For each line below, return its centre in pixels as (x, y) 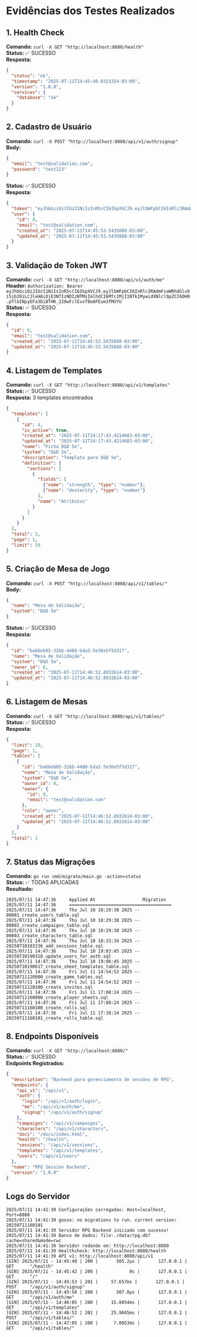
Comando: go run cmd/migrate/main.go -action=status (74, 876)
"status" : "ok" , (31, 76)
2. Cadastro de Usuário (49, 127)
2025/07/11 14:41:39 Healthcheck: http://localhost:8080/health (86, 1251)
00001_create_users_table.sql (43, 915)
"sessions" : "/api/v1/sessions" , (57, 1145)
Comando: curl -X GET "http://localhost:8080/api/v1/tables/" (86, 716)
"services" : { (28, 92)
